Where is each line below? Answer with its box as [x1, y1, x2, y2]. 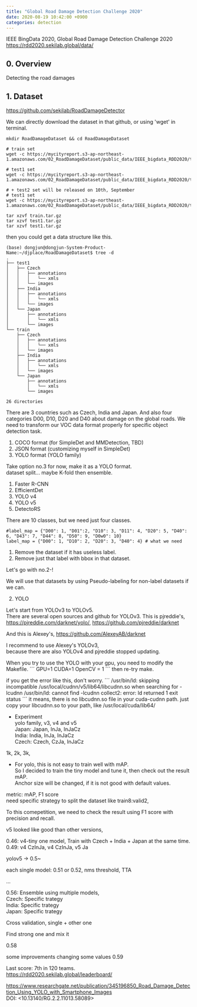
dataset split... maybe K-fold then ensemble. [6, 469, 113, 476]
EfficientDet [14, 487, 43, 493]
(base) [6, 245, 22, 250]
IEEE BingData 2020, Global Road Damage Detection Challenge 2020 [6, 36, 173, 43]
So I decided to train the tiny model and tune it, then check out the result [14, 767, 190, 774]
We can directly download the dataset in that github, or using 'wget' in [6, 118, 176, 125]
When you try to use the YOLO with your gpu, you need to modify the [6, 659, 174, 666]
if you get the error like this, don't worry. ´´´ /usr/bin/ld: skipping [6, 677, 159, 684]
